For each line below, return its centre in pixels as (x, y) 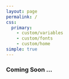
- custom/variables (40, 33)
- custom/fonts (35, 38)
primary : (22, 28)
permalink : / (22, 17)
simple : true (22, 49)
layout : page (22, 11)
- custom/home (33, 44)
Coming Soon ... (29, 69)
